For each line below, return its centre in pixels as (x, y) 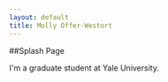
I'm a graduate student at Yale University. (84, 68)
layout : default (39, 17)
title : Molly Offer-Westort (61, 26)
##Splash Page (37, 50)
